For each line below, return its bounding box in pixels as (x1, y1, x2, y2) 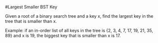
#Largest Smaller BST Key (5, 4, 57, 10)
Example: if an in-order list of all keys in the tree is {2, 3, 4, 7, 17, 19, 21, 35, (5, 28, 153, 33)
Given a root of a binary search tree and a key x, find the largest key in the (5, 13, 154, 19)
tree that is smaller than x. (5, 19, 57, 24)
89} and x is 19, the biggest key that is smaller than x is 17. (5, 33, 121, 38)
